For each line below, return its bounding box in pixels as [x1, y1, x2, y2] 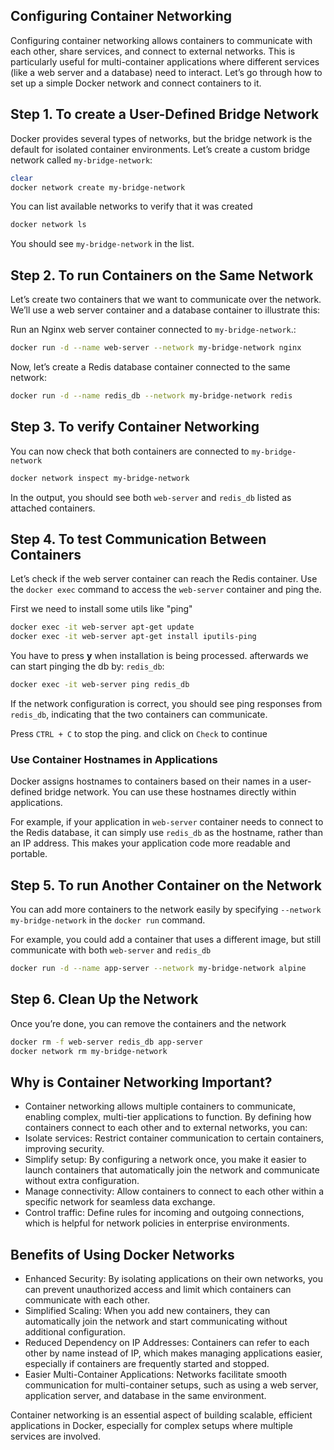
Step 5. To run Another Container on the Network [10, 877, 322, 894]
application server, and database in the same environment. [24, 1390, 267, 1402]
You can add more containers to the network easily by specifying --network [10, 904, 322, 916]
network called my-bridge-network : [10, 154, 153, 166]
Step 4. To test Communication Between [10, 530, 267, 548]
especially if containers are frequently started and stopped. [24, 1358, 270, 1370]
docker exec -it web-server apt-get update [10, 622, 195, 633]
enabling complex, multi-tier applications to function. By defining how [24, 1111, 312, 1123]
